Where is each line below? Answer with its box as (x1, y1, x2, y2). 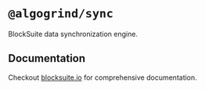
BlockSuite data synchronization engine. (8, 29, 138, 38)
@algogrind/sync (8, 6, 113, 21)
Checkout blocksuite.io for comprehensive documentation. (8, 73, 197, 82)
